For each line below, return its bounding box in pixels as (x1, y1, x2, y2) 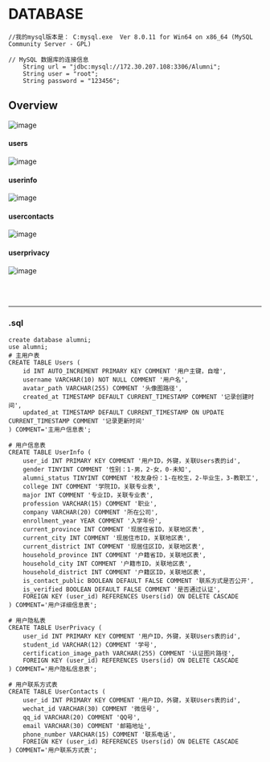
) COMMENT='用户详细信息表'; (8, 601, 98, 609)
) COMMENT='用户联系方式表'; (8, 746, 98, 754)
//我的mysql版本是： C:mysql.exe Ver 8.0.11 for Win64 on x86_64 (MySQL (8, 33, 253, 41)
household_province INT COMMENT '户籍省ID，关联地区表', (22, 551, 207, 559)
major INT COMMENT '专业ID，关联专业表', (22, 491, 154, 499)
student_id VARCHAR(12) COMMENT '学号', (22, 640, 157, 649)
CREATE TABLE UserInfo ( (8, 448, 92, 456)
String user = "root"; (22, 69, 99, 77)
